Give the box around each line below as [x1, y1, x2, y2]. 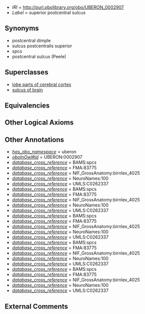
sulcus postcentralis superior [12, 43, 72, 49]
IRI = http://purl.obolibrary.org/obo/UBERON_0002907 [12, 5, 124, 10]
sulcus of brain [12, 86, 43, 92]
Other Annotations [5, 135, 64, 144]
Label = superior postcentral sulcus [12, 10, 86, 16]
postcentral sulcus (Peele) [12, 53, 66, 59]
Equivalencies [5, 101, 50, 110]
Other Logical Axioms [5, 118, 74, 127]
